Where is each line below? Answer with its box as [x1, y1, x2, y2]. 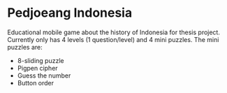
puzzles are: [7, 43, 43, 51]
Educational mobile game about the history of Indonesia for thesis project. [7, 28, 220, 36]
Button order [17, 78, 54, 87]
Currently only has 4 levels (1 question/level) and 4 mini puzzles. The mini [7, 35, 219, 43]
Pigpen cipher [17, 64, 58, 72]
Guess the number [17, 71, 71, 80]
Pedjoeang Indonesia [7, 5, 133, 21]
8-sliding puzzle [17, 56, 64, 64]
